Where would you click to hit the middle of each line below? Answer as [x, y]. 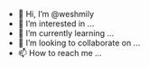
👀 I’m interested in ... [56, 24]
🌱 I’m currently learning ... [66, 33]
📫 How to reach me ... [60, 53]
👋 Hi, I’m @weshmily [56, 14]
